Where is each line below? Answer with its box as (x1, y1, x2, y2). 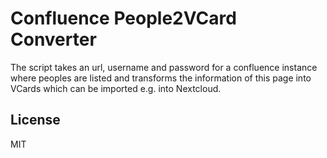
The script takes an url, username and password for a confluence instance (10, 61, 318, 73)
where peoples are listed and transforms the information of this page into (10, 72, 312, 84)
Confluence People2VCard (10, 7, 237, 30)
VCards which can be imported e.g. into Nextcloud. (10, 82, 222, 94)
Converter (10, 28, 97, 51)
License (10, 112, 61, 129)
